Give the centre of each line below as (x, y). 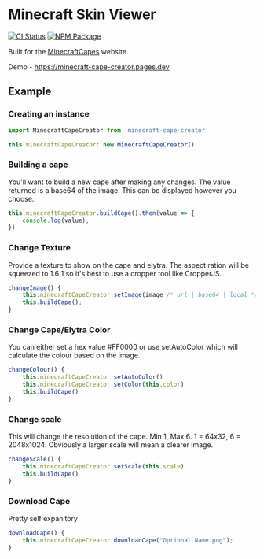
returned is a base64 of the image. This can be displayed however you (123, 190)
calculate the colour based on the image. (74, 355)
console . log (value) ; (56, 220)
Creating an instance (49, 114)
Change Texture (39, 248)
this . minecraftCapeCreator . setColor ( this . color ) (103, 385)
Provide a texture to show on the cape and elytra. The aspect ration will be (129, 265)
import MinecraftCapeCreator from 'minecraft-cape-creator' (109, 130)
